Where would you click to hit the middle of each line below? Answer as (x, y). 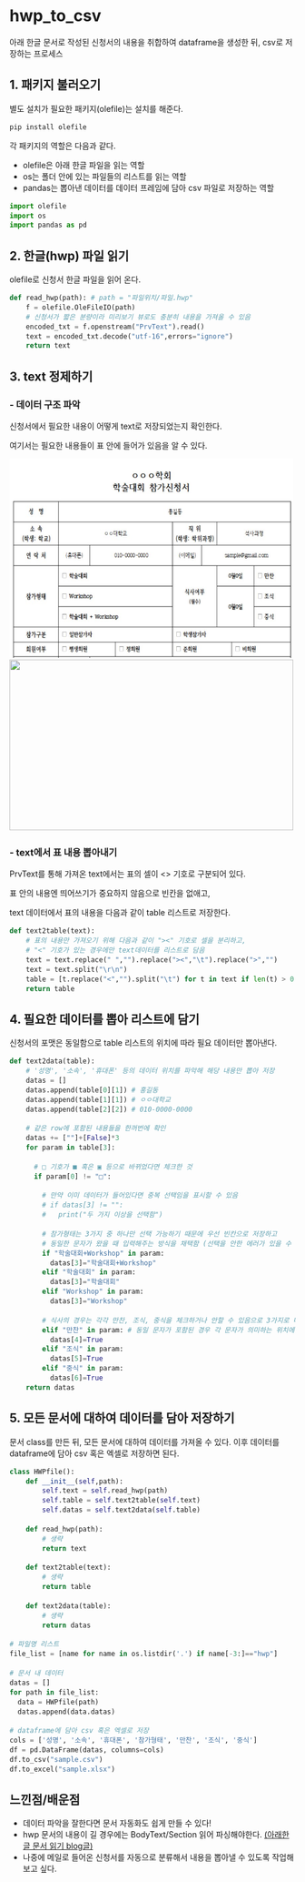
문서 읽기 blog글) (63, 1846)
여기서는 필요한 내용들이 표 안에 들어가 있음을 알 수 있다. (108, 445)
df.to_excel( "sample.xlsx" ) (63, 1769)
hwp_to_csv (55, 16)
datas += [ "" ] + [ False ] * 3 (73, 1138)
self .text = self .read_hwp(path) (105, 1491)
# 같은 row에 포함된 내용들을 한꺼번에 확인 (96, 1128)
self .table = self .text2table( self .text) (122, 1501)
